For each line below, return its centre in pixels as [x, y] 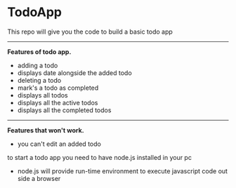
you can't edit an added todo [59, 144]
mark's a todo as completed [58, 88]
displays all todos [42, 95]
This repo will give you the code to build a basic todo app [90, 32]
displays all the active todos [58, 102]
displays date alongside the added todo [74, 73]
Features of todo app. [39, 52]
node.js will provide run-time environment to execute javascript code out [123, 171]
